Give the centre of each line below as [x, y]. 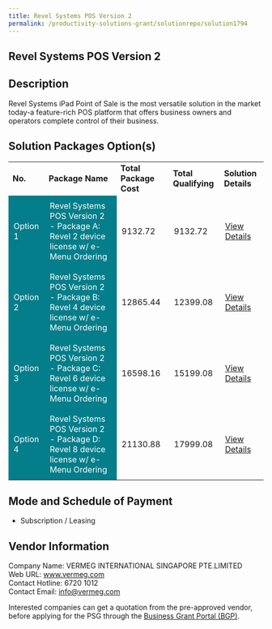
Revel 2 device [78, 236]
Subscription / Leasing [57, 521]
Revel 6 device [78, 378]
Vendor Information [59, 546]
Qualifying [193, 183]
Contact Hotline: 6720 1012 [53, 583]
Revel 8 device [78, 449]
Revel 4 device [78, 307]
